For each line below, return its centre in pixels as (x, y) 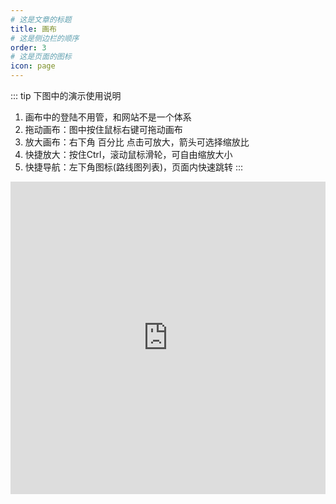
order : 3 (28, 47)
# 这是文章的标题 (41, 19)
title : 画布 (33, 29)
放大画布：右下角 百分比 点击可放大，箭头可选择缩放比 (137, 142)
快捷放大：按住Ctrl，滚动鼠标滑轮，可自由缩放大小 (128, 154)
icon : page (33, 66)
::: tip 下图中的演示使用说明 (66, 95)
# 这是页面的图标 (41, 57)
